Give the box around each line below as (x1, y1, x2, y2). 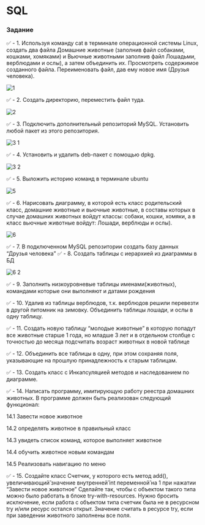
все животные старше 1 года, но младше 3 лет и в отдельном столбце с (6, 332, 195, 339)
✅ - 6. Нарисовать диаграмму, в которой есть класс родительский (6, 199, 182, 207)
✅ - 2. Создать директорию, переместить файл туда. (6, 96, 145, 104)
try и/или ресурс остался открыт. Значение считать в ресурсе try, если (6, 505, 193, 513)
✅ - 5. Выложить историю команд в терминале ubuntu (6, 175, 149, 183)
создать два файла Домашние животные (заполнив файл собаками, (6, 47, 185, 54)
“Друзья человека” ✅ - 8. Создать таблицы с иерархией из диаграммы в (6, 250, 197, 258)
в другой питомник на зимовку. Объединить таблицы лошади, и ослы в (6, 306, 193, 313)
